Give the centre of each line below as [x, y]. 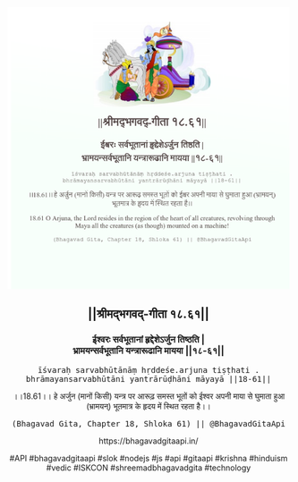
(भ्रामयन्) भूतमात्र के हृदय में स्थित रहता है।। [149, 406]
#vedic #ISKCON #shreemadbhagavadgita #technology [149, 468]
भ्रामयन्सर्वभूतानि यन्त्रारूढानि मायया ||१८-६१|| [149, 351]
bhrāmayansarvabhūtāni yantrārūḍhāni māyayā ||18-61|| [149, 379]
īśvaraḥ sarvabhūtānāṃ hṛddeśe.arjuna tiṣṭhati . [149, 370]
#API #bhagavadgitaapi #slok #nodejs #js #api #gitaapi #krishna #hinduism [149, 458]
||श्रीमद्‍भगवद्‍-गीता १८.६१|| [149, 314]
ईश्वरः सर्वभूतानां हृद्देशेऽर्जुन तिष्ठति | [149, 340]
